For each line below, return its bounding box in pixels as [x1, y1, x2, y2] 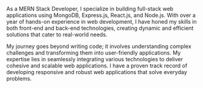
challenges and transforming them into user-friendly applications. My [6, 49, 181, 56]
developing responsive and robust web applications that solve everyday [6, 69, 188, 75]
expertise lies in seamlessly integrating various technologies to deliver [6, 56, 183, 63]
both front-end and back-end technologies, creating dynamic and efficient [6, 24, 194, 32]
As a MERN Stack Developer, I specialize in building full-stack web [6, 5, 174, 12]
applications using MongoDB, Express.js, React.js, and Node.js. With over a [6, 12, 196, 19]
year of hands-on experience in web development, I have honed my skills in [6, 18, 197, 25]
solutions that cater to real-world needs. [6, 31, 108, 38]
